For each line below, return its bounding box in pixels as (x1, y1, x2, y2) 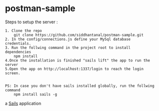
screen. (5, 71, 21, 76)
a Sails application (5, 100, 42, 106)
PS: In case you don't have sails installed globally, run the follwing (5, 83, 155, 88)
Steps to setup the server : (5, 19, 58, 25)
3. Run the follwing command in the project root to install (5, 45, 131, 50)
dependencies (5, 49, 31, 54)
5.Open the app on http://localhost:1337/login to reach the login (5, 66, 144, 71)
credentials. (5, 41, 31, 46)
